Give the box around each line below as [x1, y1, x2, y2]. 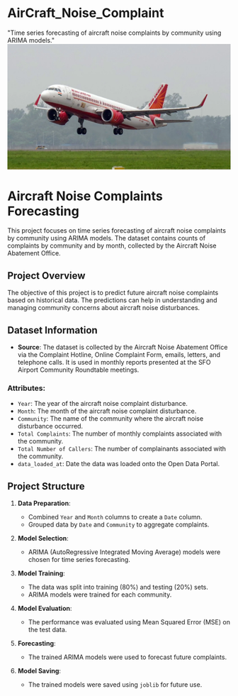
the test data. [28, 626, 67, 634]
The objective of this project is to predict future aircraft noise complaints [7, 289, 219, 297]
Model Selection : [17, 534, 69, 543]
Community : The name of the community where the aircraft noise [17, 414, 204, 423]
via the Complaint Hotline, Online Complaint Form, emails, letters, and [17, 350, 221, 359]
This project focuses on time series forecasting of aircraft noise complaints [7, 226, 227, 235]
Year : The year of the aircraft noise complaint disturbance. [17, 399, 188, 408]
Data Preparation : [17, 499, 71, 508]
